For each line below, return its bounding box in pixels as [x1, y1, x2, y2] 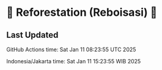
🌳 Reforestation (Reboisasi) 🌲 [6, 5, 158, 19]
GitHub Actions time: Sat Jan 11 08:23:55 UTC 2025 [6, 46, 136, 53]
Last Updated [6, 30, 59, 40]
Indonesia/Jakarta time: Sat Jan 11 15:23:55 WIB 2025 [6, 58, 141, 65]
